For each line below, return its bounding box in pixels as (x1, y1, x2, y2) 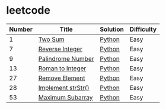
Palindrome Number (38, 54, 94, 63)
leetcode (6, 4, 50, 17)
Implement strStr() (38, 83, 90, 92)
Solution (100, 25, 124, 33)
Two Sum (38, 35, 65, 43)
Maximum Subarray (38, 93, 93, 101)
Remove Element (38, 74, 85, 82)
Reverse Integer (38, 45, 83, 53)
